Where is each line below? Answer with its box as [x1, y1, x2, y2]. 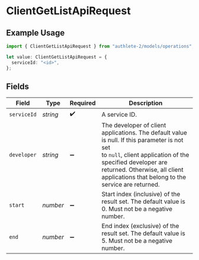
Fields [6, 81, 30, 91]
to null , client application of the [101, 151, 190, 159]
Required [69, 99, 96, 107]
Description [129, 99, 163, 107]
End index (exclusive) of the [101, 222, 179, 230]
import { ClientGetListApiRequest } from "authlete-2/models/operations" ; [6, 43, 195, 49]
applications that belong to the [101, 173, 187, 181]
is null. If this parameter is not [101, 136, 184, 145]
